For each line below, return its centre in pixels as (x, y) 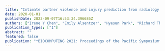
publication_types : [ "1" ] (31, 28)
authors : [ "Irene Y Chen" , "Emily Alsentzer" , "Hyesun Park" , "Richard (80, 23)
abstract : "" (18, 32)
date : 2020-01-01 (23, 14)
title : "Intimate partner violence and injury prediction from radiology (82, 9)
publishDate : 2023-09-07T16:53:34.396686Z (49, 18)
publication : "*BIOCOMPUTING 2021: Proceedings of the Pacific (71, 41)
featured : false (22, 37)
